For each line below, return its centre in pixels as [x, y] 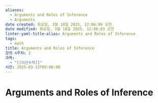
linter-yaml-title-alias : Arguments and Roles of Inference [71, 34]
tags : [11, 39]
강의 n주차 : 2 [18, 53]
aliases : [15, 10]
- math [17, 44]
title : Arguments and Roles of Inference [50, 48]
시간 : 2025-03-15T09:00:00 [33, 67]
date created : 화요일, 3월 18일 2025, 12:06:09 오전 [59, 24]
